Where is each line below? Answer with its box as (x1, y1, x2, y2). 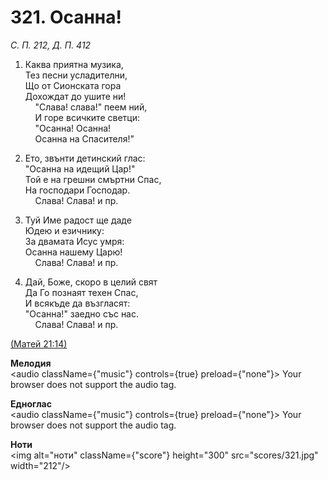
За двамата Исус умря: (24, 235, 125, 247)
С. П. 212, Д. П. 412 (10, 39, 92, 51)
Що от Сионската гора (24, 79, 122, 91)
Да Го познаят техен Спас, (24, 286, 139, 298)
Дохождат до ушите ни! (24, 90, 127, 102)
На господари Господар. (24, 184, 131, 196)
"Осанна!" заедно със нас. (24, 307, 140, 320)
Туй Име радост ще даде (24, 214, 132, 226)
